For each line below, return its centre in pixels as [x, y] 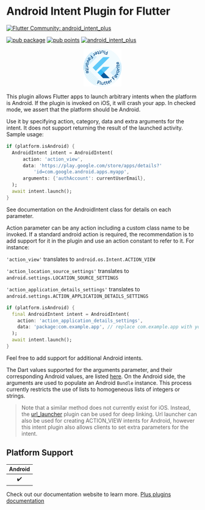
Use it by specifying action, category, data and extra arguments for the [95, 121]
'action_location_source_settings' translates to [68, 271]
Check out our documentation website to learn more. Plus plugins [89, 494]
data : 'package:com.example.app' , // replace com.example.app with [105, 327]
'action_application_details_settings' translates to [73, 289]
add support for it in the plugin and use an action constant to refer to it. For [100, 241]
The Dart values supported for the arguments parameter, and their [89, 370]
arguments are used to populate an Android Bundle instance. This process [99, 382]
